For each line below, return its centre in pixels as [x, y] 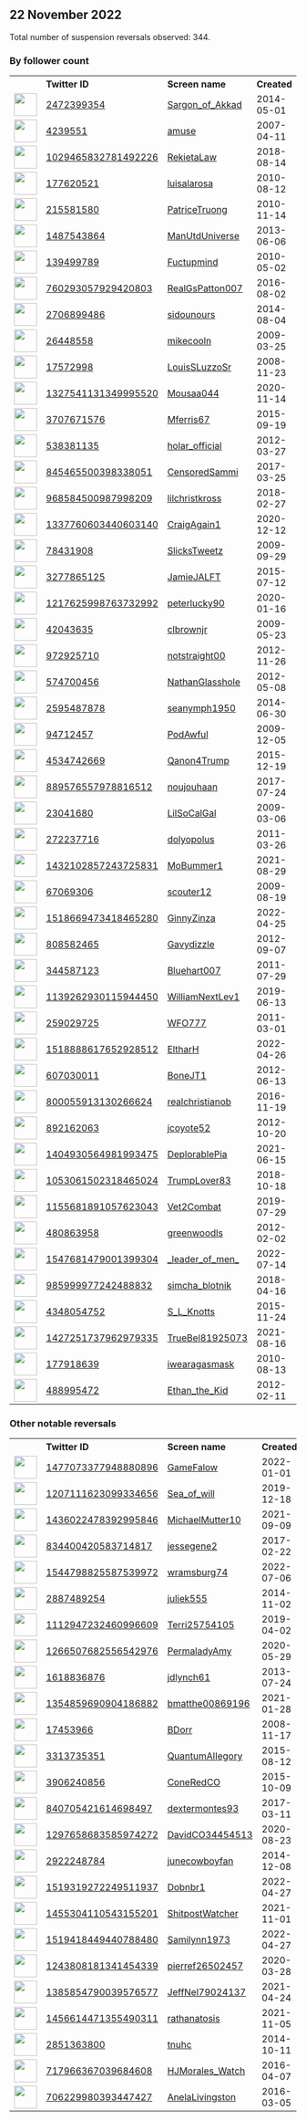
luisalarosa [190, 183]
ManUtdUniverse [203, 236]
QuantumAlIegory [205, 1756]
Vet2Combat [194, 1207]
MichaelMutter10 [204, 1520]
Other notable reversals [63, 1424]
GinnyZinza [191, 918]
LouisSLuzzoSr [199, 367]
